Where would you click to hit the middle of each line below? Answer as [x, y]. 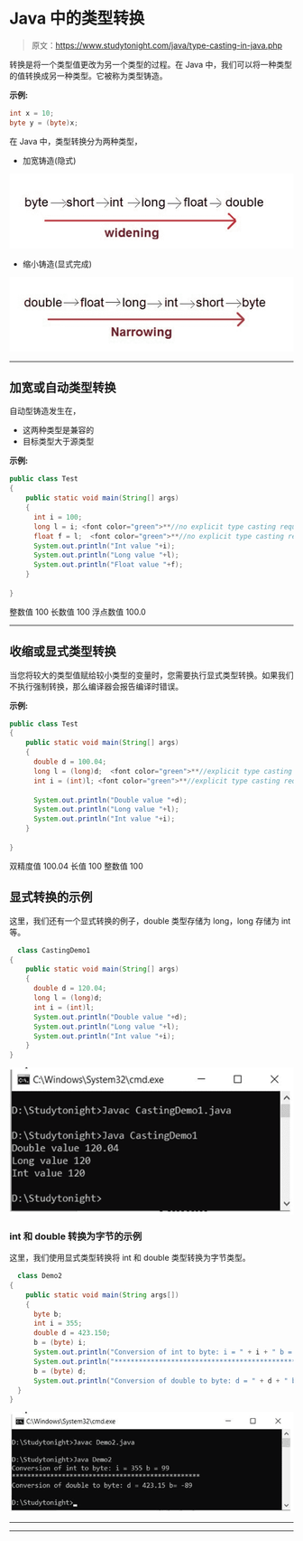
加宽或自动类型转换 [63, 387]
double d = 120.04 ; [69, 989]
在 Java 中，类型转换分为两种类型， [76, 141]
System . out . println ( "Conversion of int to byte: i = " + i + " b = [163, 1352]
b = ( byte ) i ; [60, 1343]
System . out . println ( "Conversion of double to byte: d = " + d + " [161, 1381]
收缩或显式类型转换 [63, 652]
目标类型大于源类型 [58, 442]
